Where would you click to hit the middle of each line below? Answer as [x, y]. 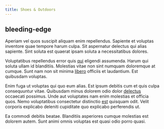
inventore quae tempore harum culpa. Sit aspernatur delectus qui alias [76, 46]
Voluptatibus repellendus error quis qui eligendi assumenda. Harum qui [77, 61]
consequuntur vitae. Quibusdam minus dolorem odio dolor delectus [73, 91]
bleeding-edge [28, 30]
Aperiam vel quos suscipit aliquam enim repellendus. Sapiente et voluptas [80, 41]
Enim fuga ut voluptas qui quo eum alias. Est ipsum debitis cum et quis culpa [82, 86]
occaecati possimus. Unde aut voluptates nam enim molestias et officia [77, 96]
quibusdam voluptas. [26, 77]
